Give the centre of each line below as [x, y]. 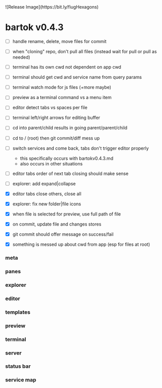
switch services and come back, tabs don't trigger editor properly [81, 148]
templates [18, 312]
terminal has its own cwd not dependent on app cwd [67, 67]
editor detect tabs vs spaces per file [50, 108]
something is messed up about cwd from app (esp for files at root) [81, 244]
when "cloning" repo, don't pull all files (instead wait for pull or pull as [85, 51]
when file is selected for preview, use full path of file [67, 214]
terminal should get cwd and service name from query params [77, 77]
